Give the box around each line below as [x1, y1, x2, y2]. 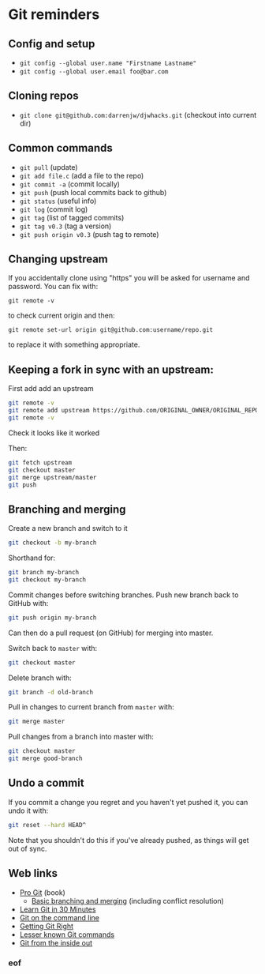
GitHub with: [8, 598, 49, 607]
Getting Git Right [19, 921, 73, 931]
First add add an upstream [8, 384, 95, 393]
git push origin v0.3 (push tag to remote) [19, 229, 159, 239]
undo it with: [8, 806, 49, 815]
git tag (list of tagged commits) [19, 212, 125, 222]
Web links [8, 867, 58, 880]
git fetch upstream [8, 458, 73, 467]
